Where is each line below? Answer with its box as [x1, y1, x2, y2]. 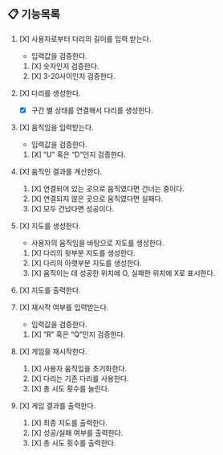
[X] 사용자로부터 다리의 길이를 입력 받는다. [18, 34, 152, 43]
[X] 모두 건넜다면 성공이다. [30, 203, 115, 213]
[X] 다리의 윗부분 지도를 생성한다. [30, 248, 136, 257]
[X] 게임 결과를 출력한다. [18, 400, 96, 410]
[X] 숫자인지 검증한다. [30, 61, 99, 71]
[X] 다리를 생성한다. [18, 88, 81, 98]
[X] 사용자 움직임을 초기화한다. [30, 363, 128, 373]
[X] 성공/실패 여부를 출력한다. [30, 428, 124, 437]
